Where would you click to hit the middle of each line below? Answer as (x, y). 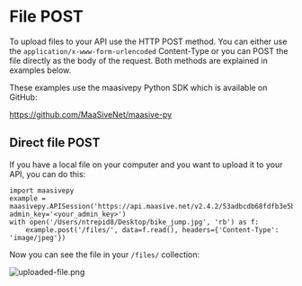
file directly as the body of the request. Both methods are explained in (138, 60)
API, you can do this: (48, 174)
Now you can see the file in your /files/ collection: (105, 255)
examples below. (40, 70)
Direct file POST (55, 143)
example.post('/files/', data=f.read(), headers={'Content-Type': (152, 230)
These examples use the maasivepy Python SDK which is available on (138, 87)
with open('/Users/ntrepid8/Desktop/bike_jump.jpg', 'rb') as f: (134, 222)
